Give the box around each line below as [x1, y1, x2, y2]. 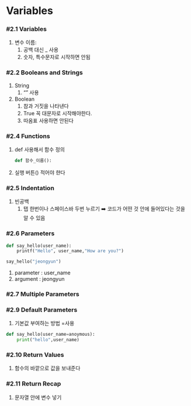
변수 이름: [14, 39, 37, 46]
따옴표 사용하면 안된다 [23, 117, 74, 124]
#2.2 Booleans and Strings [6, 68, 83, 77]
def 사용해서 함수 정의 [14, 146, 65, 153]
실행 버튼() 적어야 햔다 [14, 168, 65, 176]
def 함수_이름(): [14, 158, 52, 164]
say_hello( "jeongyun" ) [6, 259, 61, 264]
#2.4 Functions [6, 132, 51, 140]
